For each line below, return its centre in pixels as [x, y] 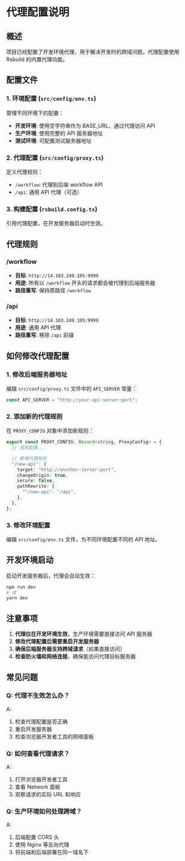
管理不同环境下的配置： [35, 113]
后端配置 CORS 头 [37, 837]
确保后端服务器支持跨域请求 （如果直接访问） [70, 649]
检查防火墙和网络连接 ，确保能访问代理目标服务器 [75, 656]
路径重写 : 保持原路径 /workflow [53, 290]
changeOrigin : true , [43, 475]
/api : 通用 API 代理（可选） [48, 192]
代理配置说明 [38, 12]
